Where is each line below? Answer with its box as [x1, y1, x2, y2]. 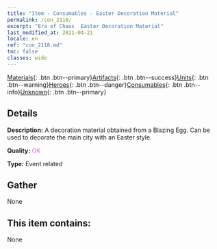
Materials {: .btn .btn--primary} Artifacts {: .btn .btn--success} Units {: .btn [7, 73, 209, 81]
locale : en [7, 36, 38, 42]
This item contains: [7, 217, 91, 229]
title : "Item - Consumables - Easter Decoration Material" [7, 10, 179, 17]
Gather [7, 179, 38, 191]
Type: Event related [7, 159, 63, 168]
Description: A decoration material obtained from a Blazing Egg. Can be [7, 126, 211, 134]
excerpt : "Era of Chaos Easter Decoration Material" [7, 23, 164, 29]
